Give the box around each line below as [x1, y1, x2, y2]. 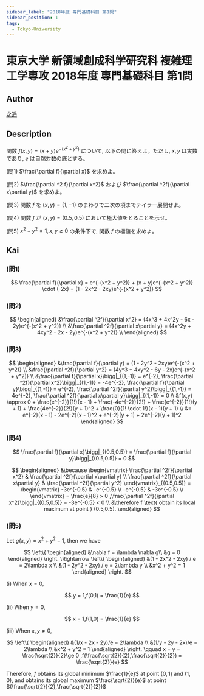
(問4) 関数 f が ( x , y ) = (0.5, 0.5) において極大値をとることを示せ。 [6, 214, 171, 221]
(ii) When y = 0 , [6, 603, 46, 611]
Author [6, 94, 33, 104]
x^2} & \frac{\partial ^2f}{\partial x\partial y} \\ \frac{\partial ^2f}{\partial [12, 473, 192, 480]
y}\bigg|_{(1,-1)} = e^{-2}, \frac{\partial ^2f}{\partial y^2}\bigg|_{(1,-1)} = [12, 385, 192, 393]
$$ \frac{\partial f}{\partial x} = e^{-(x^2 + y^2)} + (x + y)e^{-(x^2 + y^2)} [10, 278, 194, 286]
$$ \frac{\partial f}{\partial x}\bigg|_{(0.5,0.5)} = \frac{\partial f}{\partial [12, 448, 192, 455]
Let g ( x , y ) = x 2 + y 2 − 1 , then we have [6, 536, 101, 544]
